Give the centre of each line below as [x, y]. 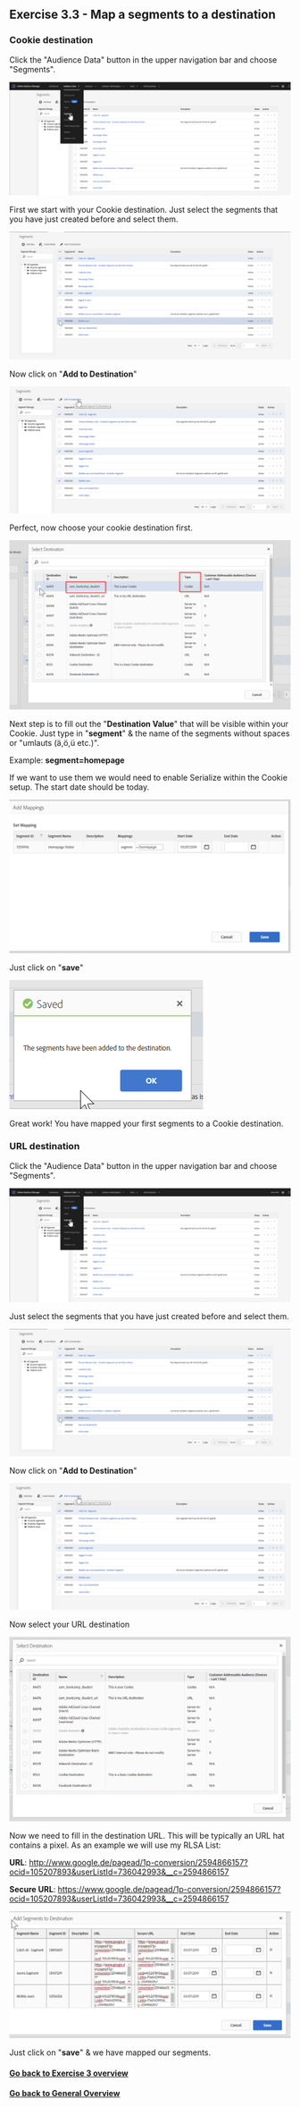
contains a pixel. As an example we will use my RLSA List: [115, 1845]
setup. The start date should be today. [79, 787]
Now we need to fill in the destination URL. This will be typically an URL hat [147, 1836]
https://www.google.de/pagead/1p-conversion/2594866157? [169, 1890]
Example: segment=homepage [67, 760]
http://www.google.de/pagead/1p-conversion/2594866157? [138, 1863]
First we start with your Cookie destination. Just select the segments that [144, 210]
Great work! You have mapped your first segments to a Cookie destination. [146, 1123]
